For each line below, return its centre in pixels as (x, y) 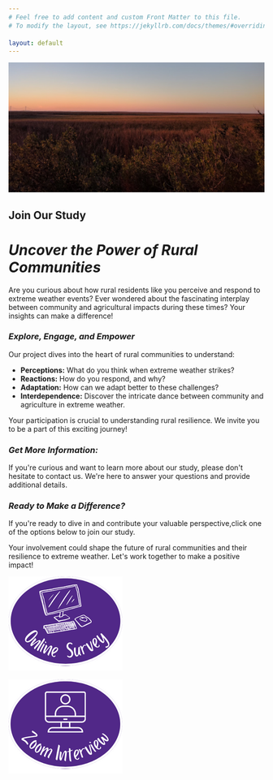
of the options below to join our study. (72, 532)
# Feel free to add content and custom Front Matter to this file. (125, 17)
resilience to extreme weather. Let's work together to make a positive (124, 557)
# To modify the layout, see (58, 26)
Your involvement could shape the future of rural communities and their (128, 548)
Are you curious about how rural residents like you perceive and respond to (134, 290)
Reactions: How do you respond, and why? (93, 378)
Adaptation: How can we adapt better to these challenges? (119, 387)
